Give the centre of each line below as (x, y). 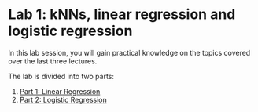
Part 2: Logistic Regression (63, 99)
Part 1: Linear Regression (60, 91)
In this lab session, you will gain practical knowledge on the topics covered (129, 52)
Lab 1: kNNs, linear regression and (122, 14)
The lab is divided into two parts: (61, 76)
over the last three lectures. (53, 61)
